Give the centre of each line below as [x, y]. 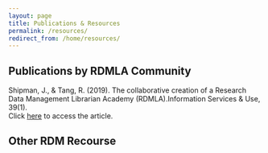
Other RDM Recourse [62, 141]
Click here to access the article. [61, 116]
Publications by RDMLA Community [100, 70]
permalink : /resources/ [48, 31]
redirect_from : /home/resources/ [64, 38]
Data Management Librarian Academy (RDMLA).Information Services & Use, [134, 99]
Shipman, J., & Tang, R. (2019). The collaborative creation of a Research [128, 90]
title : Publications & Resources [64, 23]
